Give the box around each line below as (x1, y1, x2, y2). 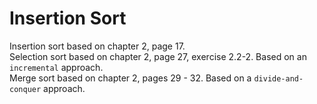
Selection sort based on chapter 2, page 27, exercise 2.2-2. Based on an (9, 50, 307, 62)
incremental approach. (9, 61, 104, 73)
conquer (9, 84, 42, 94)
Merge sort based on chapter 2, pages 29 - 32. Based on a (9, 72, 252, 84)
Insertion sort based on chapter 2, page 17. (9, 40, 186, 52)
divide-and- (253, 73, 304, 84)
